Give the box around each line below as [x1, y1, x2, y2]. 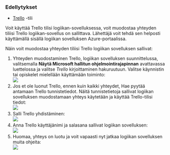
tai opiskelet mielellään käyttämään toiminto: [12, 72, 106, 78]
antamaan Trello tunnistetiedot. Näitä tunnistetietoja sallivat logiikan [12, 88, 154, 95]
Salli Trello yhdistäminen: [12, 111, 65, 117]
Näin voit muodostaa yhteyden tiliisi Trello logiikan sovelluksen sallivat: [5, 46, 153, 52]
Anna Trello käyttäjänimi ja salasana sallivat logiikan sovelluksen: [12, 122, 148, 128]
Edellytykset [5, 4, 37, 11]
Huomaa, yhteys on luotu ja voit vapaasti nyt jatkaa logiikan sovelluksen [12, 134, 163, 140]
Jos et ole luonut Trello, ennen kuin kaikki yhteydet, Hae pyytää [12, 83, 146, 89]
